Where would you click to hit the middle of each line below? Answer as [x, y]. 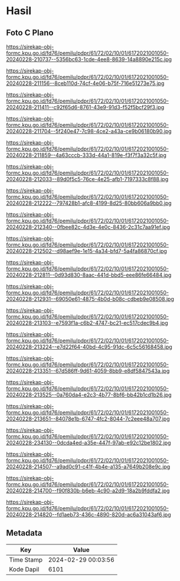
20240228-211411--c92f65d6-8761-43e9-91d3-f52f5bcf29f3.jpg [85, 107]
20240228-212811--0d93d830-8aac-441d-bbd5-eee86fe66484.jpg [89, 275]
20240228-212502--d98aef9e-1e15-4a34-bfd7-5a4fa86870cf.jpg [86, 251]
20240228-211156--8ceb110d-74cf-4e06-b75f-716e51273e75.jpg [85, 83]
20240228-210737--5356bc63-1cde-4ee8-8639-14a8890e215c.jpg [89, 59]
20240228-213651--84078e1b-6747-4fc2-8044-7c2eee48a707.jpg [88, 419]
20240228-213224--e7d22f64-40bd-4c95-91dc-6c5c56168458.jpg [89, 347]
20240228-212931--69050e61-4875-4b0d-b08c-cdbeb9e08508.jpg [90, 299]
